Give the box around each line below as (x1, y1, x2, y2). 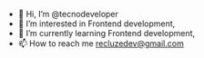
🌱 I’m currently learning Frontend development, (17, 28, 196, 38)
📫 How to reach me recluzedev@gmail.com (17, 38, 184, 49)
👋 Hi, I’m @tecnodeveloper (17, 9, 118, 19)
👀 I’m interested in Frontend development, (17, 18, 176, 29)
